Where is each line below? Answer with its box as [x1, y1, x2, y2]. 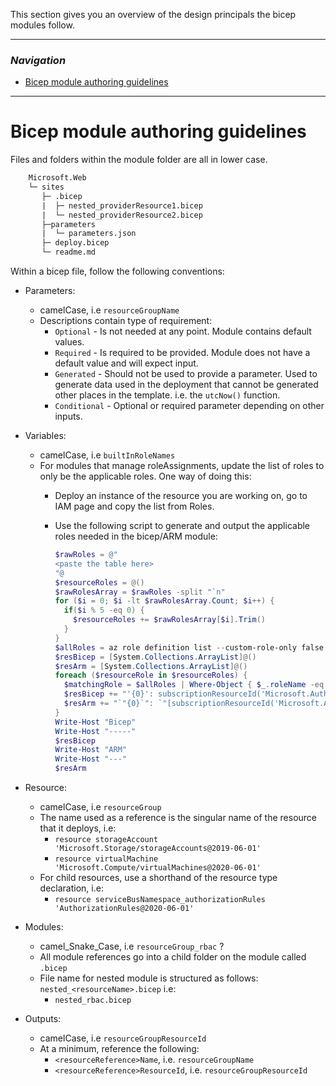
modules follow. [10, 19, 75, 31]
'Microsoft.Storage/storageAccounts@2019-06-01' [54, 844, 262, 854]
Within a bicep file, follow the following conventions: [10, 265, 225, 278]
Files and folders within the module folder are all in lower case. [10, 154, 268, 166]
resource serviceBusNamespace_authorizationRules [54, 895, 266, 905]
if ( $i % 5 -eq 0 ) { [63, 605, 145, 616]
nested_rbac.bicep [54, 995, 132, 1006]
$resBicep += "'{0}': [63, 689, 154, 699]
